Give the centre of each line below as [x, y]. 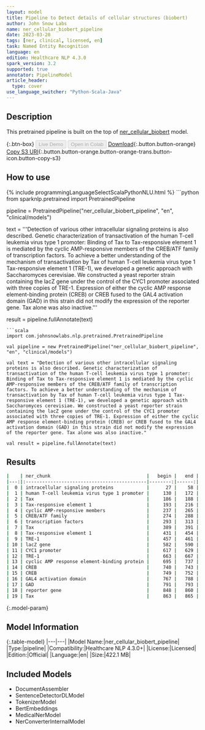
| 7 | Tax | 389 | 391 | [103, 528]
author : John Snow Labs [37, 23]
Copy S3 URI [22, 152]
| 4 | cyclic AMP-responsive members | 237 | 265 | [103, 510]
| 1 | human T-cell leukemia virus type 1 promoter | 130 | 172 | [103, 493]
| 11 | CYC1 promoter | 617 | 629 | [103, 550]
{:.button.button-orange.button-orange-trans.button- [106, 152]
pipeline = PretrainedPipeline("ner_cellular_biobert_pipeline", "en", [90, 211]
